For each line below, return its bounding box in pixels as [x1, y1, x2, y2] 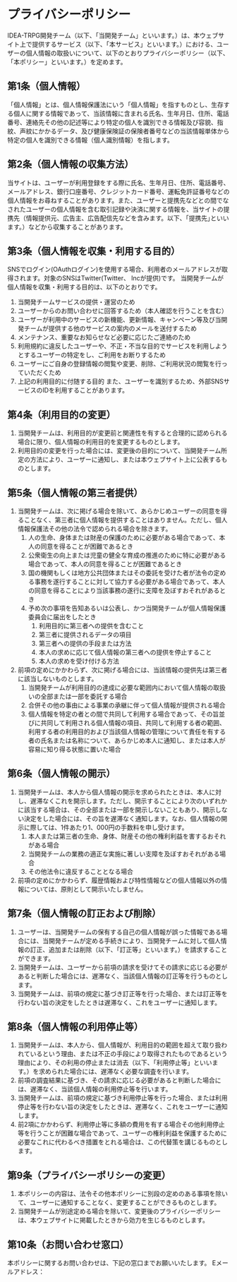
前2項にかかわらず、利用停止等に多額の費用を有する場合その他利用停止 [17, 1120, 226, 1129]
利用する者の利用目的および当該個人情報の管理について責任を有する [28, 728, 226, 736]
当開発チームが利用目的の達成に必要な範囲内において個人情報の [28, 683, 214, 692]
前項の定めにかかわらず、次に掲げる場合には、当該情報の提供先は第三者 [17, 666, 228, 674]
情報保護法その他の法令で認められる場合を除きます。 [17, 525, 172, 533]
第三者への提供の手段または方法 [38, 640, 132, 647]
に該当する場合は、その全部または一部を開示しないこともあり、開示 [17, 805, 216, 814]
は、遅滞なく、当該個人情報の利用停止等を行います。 [17, 1085, 172, 1094]
